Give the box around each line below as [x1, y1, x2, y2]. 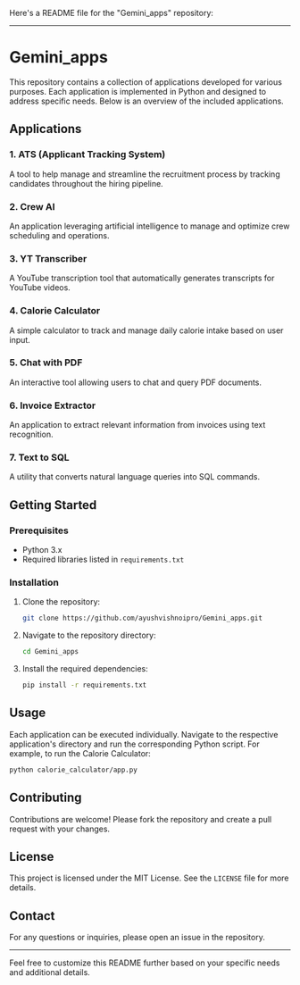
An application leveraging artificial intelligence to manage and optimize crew [9, 221, 290, 231]
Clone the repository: [21, 597, 101, 607]
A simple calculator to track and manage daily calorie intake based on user [9, 325, 284, 336]
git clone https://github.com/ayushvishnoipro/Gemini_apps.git [21, 614, 263, 623]
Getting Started [9, 497, 97, 513]
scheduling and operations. [9, 230, 110, 240]
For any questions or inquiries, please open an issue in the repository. [9, 932, 265, 943]
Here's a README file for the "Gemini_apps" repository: [9, 8, 214, 18]
